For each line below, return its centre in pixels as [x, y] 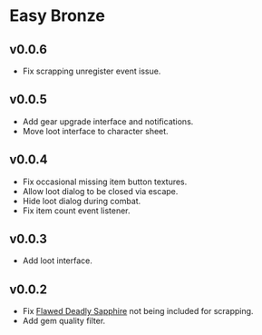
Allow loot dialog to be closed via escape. [100, 191]
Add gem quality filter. [64, 321]
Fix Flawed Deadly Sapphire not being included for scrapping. [138, 311]
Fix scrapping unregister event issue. [92, 71]
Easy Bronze [58, 16]
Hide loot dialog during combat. [82, 201]
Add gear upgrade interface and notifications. [108, 121]
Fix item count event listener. [76, 211]
